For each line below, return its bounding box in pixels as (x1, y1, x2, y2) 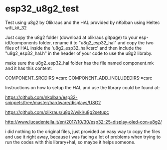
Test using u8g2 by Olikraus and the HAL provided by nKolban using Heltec (5, 19, 161, 25)
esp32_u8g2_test (5, 3, 79, 14)
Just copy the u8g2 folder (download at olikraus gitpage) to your (5, 34, 138, 40)
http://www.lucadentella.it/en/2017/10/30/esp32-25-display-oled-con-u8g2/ (5, 119, 162, 125)
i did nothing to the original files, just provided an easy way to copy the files (5, 128, 161, 135)
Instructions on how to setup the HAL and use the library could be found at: (5, 84, 160, 90)
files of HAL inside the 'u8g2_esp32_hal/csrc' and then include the (5, 45, 142, 51)
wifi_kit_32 (5, 24, 27, 30)
